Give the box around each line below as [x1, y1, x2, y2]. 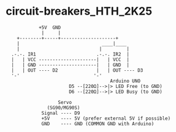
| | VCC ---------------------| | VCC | [11, 56, 130, 62]
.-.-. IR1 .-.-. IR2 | [11, 51, 130, 57]
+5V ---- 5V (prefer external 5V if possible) [41, 115, 171, 122]
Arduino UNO [110, 78, 140, 84]
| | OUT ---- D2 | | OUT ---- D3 [11, 67, 143, 73]
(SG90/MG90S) [47, 105, 80, 111]
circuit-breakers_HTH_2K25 [6, 4, 153, 18]
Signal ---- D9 [41, 110, 80, 116]
